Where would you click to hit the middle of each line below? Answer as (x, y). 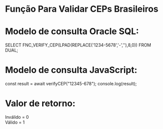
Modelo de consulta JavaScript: (71, 70)
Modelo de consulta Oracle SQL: (72, 32)
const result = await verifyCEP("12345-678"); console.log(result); (71, 84)
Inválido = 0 (17, 117)
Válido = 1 (15, 122)
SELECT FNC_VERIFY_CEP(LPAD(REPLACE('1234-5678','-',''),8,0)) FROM (78, 45)
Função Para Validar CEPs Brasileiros (82, 9)
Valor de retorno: (40, 103)
